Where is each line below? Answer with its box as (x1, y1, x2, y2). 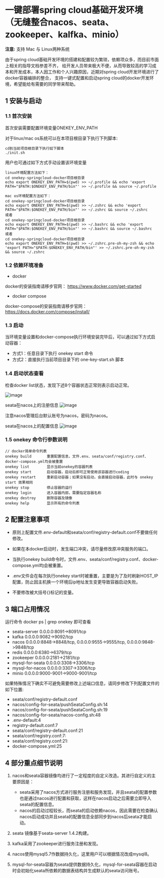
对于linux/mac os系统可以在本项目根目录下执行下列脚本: (5, 135, 118, 141)
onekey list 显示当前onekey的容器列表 (5, 464, 93, 469)
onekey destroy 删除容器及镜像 (5, 496, 72, 501)
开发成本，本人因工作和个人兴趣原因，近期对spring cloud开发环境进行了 (13, 69, 159, 75)
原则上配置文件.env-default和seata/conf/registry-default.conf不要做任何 (12, 529, 158, 535)
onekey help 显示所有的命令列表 (5, 501, 80, 505)
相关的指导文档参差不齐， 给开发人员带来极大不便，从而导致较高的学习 (9, 62, 152, 69)
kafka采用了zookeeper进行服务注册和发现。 (12, 841, 101, 847)
